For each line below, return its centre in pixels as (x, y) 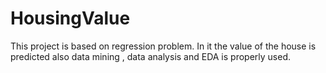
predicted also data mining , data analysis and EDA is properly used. (151, 56)
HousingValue (70, 18)
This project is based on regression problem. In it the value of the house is (163, 46)
